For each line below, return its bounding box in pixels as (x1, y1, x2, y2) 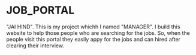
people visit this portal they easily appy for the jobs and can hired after (6, 35, 181, 43)
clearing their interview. (6, 42, 65, 49)
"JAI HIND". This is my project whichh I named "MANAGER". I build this (6, 23, 180, 30)
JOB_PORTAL (6, 4, 75, 17)
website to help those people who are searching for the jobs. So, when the (6, 29, 190, 36)
